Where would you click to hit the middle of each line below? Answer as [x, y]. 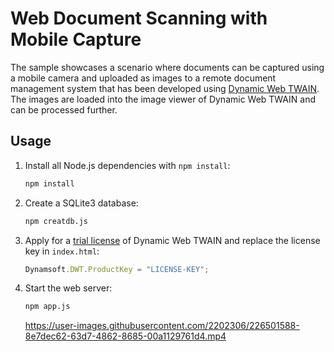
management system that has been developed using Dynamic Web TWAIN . [165, 88]
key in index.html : [62, 251]
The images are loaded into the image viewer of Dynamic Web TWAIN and [163, 99]
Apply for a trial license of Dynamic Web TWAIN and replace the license [172, 240]
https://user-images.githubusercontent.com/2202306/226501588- [162, 326]
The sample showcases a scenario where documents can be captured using [167, 67]
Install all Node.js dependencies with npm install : [127, 165]
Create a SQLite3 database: [81, 203]
